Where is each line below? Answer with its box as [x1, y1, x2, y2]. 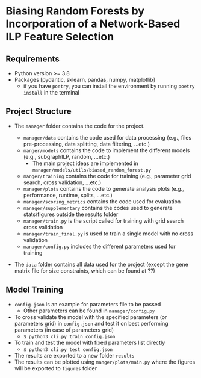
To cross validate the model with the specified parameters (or [14, 313, 167, 320]
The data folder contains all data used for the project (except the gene [14, 261, 189, 268]
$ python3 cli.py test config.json [23, 346, 113, 353]
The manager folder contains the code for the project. [14, 122, 145, 129]
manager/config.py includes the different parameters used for [23, 243, 176, 250]
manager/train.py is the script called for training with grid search [23, 217, 184, 224]
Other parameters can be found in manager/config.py [23, 307, 155, 314]
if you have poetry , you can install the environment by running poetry [23, 82, 195, 90]
